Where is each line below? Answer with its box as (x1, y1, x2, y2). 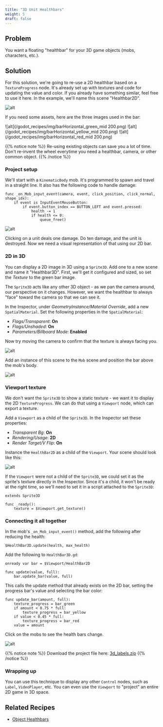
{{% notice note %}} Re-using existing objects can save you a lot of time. (5, 144, 152, 149)
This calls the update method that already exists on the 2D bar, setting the (5, 582, 153, 589)
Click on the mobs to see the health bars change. (5, 631, 104, 638)
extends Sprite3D (5, 493, 40, 498)
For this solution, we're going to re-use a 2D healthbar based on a (5, 80, 137, 86)
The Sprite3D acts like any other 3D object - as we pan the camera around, (5, 284, 156, 290)
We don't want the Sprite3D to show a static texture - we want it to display (5, 395, 154, 401)
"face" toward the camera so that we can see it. (5, 294, 101, 300)
